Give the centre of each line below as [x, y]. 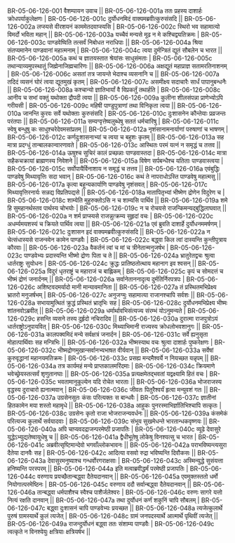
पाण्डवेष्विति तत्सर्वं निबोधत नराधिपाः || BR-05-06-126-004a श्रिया [125, 42]
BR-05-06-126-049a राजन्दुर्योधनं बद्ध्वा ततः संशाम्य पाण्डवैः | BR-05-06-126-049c [111, 524]
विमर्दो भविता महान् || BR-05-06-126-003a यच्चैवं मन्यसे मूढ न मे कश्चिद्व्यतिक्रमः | [103, 34]
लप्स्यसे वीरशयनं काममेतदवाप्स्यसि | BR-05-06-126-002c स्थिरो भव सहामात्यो [128, 27]
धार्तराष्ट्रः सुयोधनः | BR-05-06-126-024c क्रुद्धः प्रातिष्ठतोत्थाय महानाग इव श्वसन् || [102, 263]
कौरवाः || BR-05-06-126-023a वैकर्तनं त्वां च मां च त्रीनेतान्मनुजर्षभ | [88, 248]
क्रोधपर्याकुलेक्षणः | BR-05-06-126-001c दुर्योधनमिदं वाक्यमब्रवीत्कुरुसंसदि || [95, 19]
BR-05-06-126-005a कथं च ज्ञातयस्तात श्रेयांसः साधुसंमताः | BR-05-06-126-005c [110, 58]
